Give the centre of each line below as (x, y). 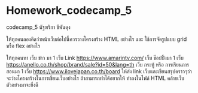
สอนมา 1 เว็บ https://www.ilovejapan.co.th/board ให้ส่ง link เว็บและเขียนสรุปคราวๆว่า (99, 71)
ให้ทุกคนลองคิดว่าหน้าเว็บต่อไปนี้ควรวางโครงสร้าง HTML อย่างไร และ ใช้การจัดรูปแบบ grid (97, 39)
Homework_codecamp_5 (69, 10)
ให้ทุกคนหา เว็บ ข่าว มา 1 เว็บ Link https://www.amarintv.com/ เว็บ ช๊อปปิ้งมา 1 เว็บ (95, 58)
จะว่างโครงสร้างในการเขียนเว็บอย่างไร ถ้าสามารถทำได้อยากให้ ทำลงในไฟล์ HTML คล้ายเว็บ (95, 78)
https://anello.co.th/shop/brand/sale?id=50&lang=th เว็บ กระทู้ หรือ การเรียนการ (98, 64)
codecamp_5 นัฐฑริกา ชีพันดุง (38, 27)
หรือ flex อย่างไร (23, 46)
